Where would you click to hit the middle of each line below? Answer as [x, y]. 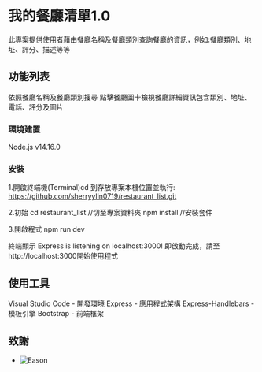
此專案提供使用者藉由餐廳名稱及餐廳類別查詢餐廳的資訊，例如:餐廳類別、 [127, 39]
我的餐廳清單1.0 [59, 16]
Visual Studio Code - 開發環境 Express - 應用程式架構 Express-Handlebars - [131, 303]
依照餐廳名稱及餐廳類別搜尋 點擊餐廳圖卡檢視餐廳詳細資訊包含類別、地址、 [130, 97]
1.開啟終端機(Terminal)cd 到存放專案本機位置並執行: [92, 188]
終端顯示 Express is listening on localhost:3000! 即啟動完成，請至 [114, 246]
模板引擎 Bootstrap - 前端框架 [56, 314]
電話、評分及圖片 [36, 106]
